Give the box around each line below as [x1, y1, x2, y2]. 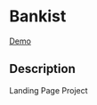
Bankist [9, 6, 67, 27]
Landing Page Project [9, 85, 88, 95]
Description [9, 61, 76, 77]
